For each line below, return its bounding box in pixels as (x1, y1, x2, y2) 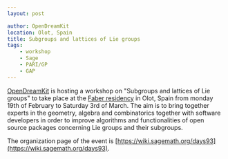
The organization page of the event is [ (7, 136, 118, 145)
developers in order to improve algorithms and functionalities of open (7, 115, 205, 124)
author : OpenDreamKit (7, 22, 70, 30)
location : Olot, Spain (7, 29, 73, 36)
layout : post (7, 10, 45, 17)
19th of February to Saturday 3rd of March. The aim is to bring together (7, 101, 209, 109)
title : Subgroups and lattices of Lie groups (7, 35, 140, 42)
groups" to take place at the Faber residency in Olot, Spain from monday (7, 94, 213, 102)
